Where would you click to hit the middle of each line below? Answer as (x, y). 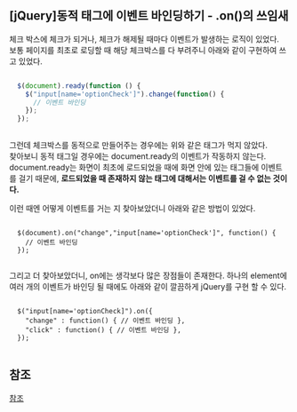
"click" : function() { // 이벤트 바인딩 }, (104, 330)
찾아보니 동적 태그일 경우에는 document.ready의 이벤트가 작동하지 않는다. (138, 156)
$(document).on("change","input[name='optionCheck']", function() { (147, 234)
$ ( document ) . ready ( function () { (79, 86)
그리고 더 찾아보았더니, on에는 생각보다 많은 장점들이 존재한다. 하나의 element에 (148, 276)
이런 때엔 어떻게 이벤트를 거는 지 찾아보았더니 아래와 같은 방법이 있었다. (132, 209)
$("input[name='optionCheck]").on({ (85, 312)
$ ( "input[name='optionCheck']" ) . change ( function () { (125, 94)
